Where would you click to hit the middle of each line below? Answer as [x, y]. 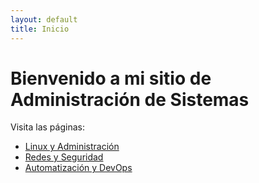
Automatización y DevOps [78, 168]
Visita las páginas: [47, 127]
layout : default [44, 19]
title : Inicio [40, 29]
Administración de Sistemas [130, 99]
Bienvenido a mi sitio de [111, 78]
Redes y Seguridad [64, 157]
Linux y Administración [72, 147]
